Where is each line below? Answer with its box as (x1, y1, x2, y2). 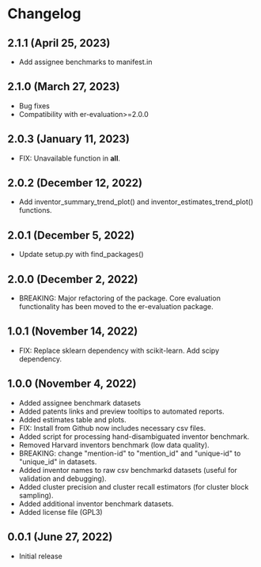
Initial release (18, 551, 62, 561)
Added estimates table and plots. (18, 414, 127, 424)
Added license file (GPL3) (18, 507, 104, 516)
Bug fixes (18, 100, 51, 111)
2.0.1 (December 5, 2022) (7, 229, 135, 242)
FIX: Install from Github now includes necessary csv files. (18, 423, 206, 433)
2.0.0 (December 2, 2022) (7, 272, 138, 285)
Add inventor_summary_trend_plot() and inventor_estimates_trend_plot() (18, 197, 254, 206)
